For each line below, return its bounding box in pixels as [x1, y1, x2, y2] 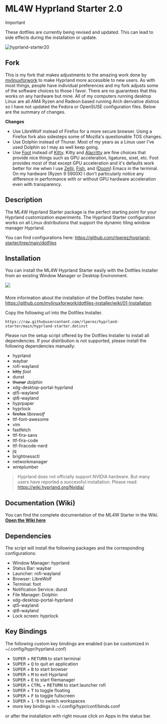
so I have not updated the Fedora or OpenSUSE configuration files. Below [5, 103, 156, 110]
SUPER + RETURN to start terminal [12, 655, 81, 661]
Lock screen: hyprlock [12, 613, 59, 619]
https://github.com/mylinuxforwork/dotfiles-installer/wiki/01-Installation [5, 300, 152, 306]
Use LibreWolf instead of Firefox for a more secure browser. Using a [12, 128, 152, 134]
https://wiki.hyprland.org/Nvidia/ [17, 484, 85, 490]
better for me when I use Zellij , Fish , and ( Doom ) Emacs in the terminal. [12, 165, 159, 171]
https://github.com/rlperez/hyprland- [74, 234, 151, 240]
